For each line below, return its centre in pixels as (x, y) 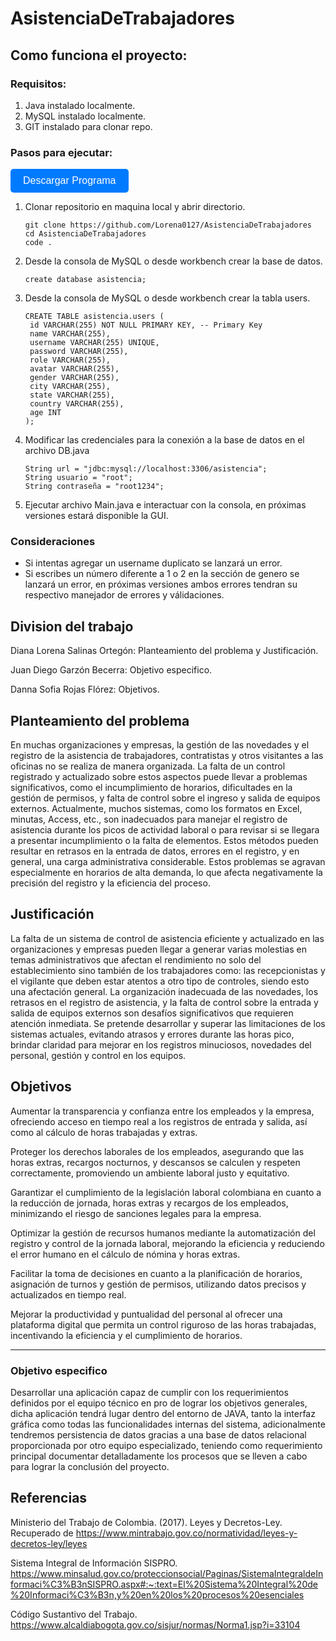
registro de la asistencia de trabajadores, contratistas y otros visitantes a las (167, 756)
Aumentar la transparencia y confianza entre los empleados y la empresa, (162, 1111)
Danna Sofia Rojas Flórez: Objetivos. (85, 689)
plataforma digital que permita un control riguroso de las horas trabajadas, (163, 1324)
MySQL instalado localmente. (85, 116)
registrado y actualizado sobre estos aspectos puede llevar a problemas (159, 777)
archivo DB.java (57, 451)
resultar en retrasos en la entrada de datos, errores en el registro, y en (155, 851)
